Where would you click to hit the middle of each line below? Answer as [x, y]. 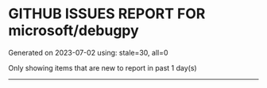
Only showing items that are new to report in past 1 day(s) [103, 67]
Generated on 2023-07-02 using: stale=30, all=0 [88, 52]
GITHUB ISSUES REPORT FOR [107, 14]
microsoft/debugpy [74, 31]
